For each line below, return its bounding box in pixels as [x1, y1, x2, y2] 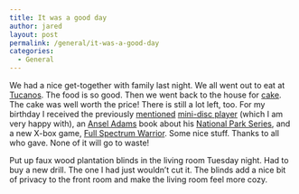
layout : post [9, 30, 59, 39]
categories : [9, 47, 54, 56]
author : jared [9, 22, 63, 31]
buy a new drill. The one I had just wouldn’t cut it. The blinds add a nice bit [9, 164, 286, 175]
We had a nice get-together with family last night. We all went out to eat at [9, 80, 285, 90]
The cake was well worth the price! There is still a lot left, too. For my [9, 99, 266, 109]
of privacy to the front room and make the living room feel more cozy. [9, 174, 268, 185]
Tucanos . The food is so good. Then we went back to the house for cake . [9, 89, 282, 100]
